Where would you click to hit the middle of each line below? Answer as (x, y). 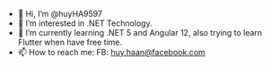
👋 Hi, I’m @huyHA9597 (60, 14)
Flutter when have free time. (70, 42)
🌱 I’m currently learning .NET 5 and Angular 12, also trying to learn (140, 33)
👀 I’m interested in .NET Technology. (85, 23)
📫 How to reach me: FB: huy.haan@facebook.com (112, 52)
